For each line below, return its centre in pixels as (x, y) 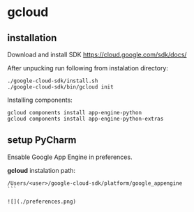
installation (32, 38)
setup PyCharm (42, 140)
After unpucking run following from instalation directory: (88, 68)
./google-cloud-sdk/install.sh (53, 81)
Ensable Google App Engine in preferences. (70, 157)
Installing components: (40, 100)
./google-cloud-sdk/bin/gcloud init (60, 87)
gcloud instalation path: (41, 170)
